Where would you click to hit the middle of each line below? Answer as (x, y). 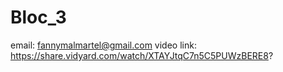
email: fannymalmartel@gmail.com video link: (103, 45)
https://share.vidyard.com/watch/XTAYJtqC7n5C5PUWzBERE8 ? (142, 55)
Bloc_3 (38, 17)
